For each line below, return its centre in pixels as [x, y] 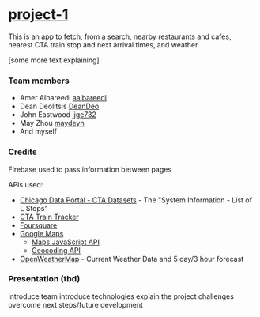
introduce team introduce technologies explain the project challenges [121, 296]
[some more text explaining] [54, 60]
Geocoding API [56, 250]
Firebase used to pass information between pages [90, 169]
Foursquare [38, 225]
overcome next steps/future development [76, 304]
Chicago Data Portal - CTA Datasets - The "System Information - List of [136, 200]
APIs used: [26, 184]
